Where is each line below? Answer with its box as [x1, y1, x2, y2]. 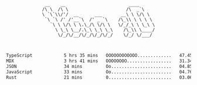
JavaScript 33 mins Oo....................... [6, 69, 172, 75]
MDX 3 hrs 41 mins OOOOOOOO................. [6, 58, 172, 64]
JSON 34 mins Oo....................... [6, 63, 172, 69]
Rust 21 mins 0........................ [6, 74, 172, 80]
